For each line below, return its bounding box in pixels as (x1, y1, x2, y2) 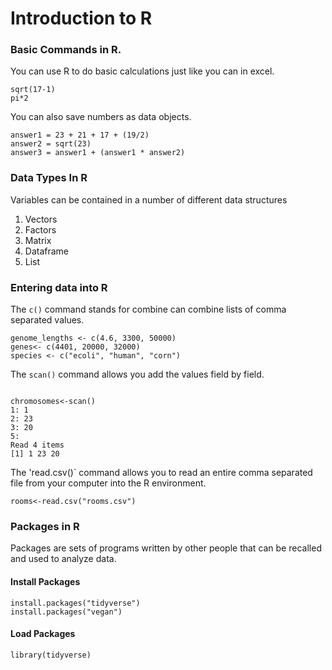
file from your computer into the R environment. (10, 477, 207, 489)
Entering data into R (10, 280, 108, 294)
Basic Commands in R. (10, 43, 122, 57)
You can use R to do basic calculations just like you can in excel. (10, 65, 275, 77)
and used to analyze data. (10, 553, 117, 565)
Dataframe (24, 245, 70, 257)
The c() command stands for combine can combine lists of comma (10, 303, 287, 316)
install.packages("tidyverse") (10, 598, 141, 608)
